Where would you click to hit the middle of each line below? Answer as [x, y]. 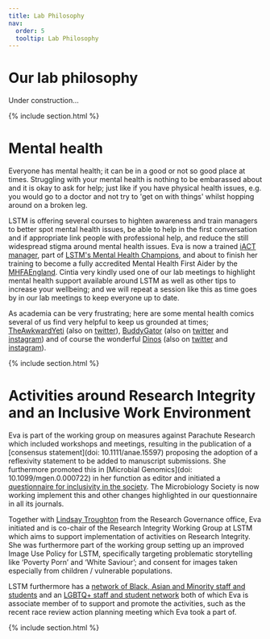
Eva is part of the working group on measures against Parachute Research [132, 435]
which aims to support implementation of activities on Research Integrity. [130, 537]
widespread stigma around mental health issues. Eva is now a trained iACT [132, 247]
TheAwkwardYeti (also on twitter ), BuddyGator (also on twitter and [118, 330]
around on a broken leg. [48, 205]
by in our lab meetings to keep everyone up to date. [94, 298]
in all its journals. [36, 504]
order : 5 [30, 31]
